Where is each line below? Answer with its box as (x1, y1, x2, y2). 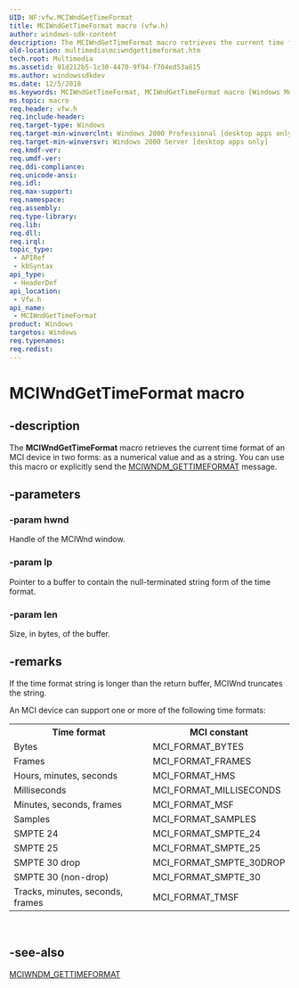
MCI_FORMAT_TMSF (152, 891, 239, 903)
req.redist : (9, 344, 53, 353)
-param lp (9, 556, 53, 569)
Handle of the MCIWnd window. (9, 534, 126, 545)
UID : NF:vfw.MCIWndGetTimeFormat (9, 12, 133, 22)
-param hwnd (9, 514, 69, 526)
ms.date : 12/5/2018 (9, 79, 82, 88)
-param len (9, 608, 58, 621)
